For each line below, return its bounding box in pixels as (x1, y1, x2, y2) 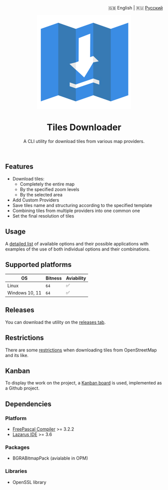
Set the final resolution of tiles (12, 212, 74, 219)
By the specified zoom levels (19, 186, 79, 192)
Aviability (65, 275, 86, 281)
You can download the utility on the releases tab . (5, 319, 106, 325)
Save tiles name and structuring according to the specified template (12, 202, 152, 208)
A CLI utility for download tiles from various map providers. (23, 138, 145, 144)
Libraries (5, 467, 27, 474)
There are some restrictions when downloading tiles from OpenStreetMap (5, 347, 157, 353)
